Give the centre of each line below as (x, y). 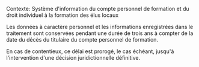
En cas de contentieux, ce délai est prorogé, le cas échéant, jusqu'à (90, 51)
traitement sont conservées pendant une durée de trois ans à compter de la (100, 33)
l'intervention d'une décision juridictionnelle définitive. (73, 58)
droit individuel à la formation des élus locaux (63, 15)
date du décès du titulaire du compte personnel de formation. (82, 40)
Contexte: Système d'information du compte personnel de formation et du (98, 9)
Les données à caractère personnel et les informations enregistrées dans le (100, 27)
